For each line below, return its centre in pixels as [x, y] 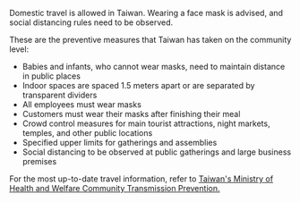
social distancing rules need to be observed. [91, 22]
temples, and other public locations [87, 133]
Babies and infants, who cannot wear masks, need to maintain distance [154, 67]
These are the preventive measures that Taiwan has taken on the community [150, 40]
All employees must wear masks [81, 105]
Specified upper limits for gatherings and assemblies [120, 143]
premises [39, 161]
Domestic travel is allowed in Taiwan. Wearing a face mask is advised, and [146, 13]
